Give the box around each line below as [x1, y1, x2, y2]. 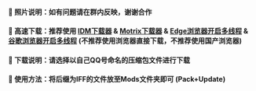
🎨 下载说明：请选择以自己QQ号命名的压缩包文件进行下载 [8, 55, 191, 65]
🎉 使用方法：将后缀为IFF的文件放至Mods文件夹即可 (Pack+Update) [8, 75, 226, 84]
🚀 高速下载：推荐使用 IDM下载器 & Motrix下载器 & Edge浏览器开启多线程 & [8, 26, 249, 36]
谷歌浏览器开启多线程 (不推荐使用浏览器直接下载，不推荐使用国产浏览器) [8, 36, 242, 46]
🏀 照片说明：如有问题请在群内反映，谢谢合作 [8, 7, 152, 16]
